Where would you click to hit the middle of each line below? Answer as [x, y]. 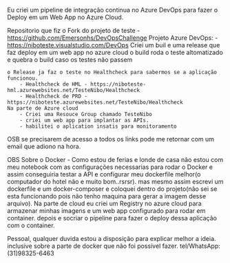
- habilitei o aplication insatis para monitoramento [98, 126]
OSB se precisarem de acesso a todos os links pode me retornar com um [111, 139]
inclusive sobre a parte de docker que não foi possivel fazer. [93, 246]
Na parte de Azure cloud [43, 108]
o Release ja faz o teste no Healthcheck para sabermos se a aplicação [112, 72]
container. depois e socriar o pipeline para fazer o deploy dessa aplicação [112, 218]
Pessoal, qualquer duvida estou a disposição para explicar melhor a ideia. [112, 239]
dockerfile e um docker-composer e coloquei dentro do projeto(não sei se [112, 189]
